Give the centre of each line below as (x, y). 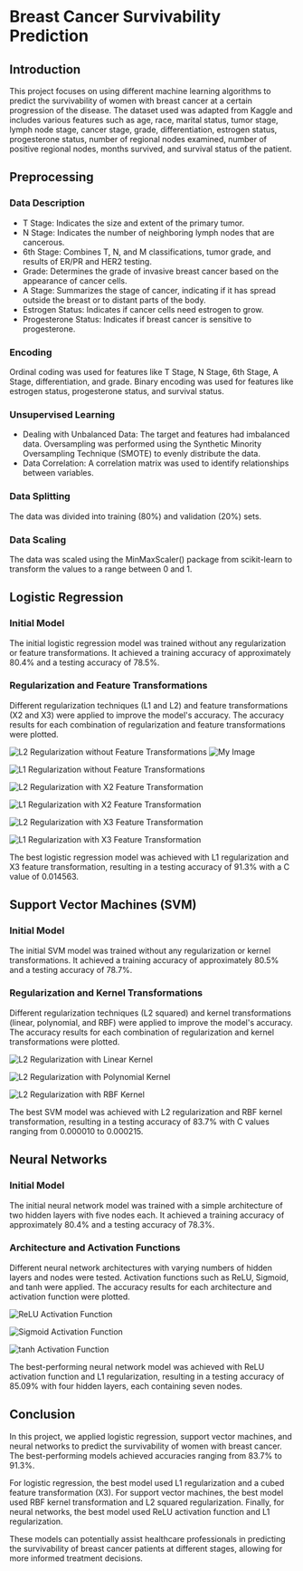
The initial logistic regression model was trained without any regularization (148, 643)
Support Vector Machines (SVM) (103, 905)
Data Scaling (38, 539)
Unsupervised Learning (62, 414)
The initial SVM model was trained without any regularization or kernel (140, 950)
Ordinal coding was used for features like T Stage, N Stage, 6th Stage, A (144, 371)
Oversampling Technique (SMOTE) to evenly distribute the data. (141, 454)
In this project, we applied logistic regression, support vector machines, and (151, 1436)
